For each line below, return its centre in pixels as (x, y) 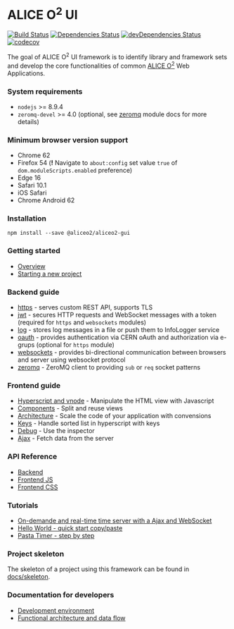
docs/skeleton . (29, 577)
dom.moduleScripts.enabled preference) (75, 171)
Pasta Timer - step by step (56, 535)
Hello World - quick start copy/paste (70, 528)
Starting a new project (50, 274)
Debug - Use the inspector (56, 431)
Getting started (34, 251)
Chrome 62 (34, 155)
